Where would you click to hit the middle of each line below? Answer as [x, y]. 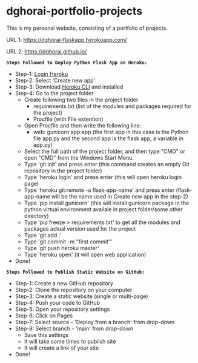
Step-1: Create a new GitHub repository [64, 283]
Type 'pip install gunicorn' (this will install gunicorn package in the [107, 203]
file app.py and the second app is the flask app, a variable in [108, 138]
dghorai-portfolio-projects [74, 11]
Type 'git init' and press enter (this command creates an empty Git [107, 164]
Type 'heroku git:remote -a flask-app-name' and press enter [99, 190]
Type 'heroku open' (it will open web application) [85, 254]
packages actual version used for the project [80, 228]
